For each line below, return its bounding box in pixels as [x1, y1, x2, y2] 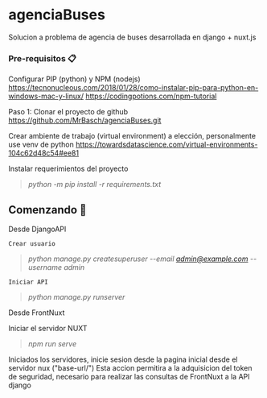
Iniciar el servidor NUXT [8, 324, 88, 334]
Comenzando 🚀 [8, 203, 87, 217]
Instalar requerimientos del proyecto [8, 164, 129, 174]
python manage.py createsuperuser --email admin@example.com [27, 254, 249, 263]
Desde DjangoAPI [8, 224, 67, 234]
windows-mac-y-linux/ [8, 91, 84, 102]
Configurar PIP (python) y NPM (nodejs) [8, 74, 141, 84]
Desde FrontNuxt [8, 308, 65, 317]
